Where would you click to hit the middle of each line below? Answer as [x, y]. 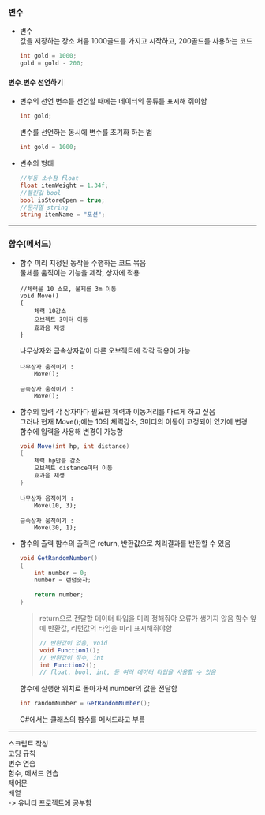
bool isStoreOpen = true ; [62, 200]
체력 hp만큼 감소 [58, 461]
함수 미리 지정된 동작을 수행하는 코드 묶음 [83, 263]
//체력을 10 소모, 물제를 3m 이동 [68, 289]
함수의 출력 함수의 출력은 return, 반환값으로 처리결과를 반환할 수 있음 [125, 543]
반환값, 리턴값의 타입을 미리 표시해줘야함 [110, 628]
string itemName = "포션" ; [62, 215]
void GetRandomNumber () [59, 558]
